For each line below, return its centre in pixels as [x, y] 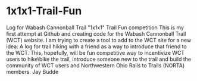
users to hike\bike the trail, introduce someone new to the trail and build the [99, 59]
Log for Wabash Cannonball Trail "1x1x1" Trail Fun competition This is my [95, 27]
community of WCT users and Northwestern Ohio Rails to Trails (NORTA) [96, 65]
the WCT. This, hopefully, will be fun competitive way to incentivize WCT [96, 52]
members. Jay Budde [32, 71]
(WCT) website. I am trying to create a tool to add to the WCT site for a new [99, 40]
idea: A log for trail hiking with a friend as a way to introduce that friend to [97, 46]
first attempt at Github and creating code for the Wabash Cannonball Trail [96, 33]
